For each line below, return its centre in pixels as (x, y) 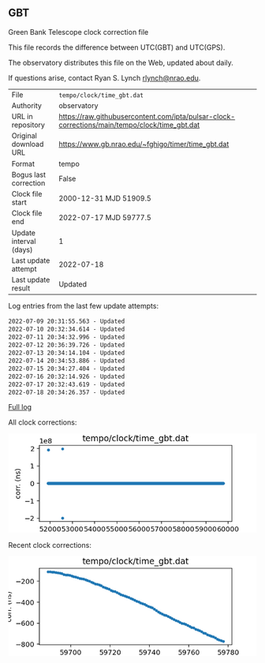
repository (28, 125)
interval (24, 241)
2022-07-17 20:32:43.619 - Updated (67, 384)
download (28, 144)
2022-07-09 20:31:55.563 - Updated (67, 321)
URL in (22, 117)
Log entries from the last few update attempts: (84, 305)
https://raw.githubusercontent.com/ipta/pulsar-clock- (147, 117)
